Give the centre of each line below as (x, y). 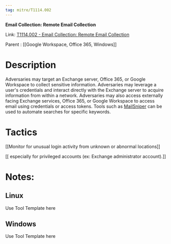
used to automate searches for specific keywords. (58, 112)
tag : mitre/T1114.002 (28, 10)
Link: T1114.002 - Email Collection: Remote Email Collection (67, 34)
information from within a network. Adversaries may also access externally (84, 95)
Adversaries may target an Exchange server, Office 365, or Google (76, 79)
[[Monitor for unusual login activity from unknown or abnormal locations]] (83, 147)
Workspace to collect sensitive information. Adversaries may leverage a (81, 84)
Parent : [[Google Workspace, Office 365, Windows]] (61, 44)
